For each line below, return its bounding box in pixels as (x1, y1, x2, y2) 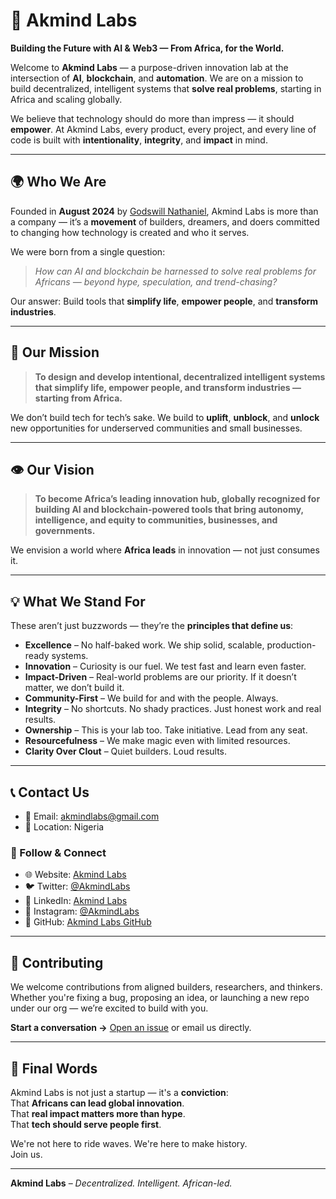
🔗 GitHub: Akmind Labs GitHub (24, 916, 152, 928)
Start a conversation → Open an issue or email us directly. (10, 1022, 252, 1034)
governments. (34, 525, 96, 537)
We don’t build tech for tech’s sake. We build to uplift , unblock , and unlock (10, 411, 320, 423)
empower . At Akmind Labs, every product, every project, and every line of (10, 123, 317, 135)
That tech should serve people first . (10, 1118, 162, 1130)
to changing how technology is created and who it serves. (10, 226, 250, 238)
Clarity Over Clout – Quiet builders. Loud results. (24, 745, 228, 758)
